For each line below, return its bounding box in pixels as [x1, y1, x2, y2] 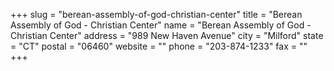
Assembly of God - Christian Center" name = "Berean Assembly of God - [10, 19, 312, 31]
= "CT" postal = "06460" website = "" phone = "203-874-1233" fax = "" [10, 40, 308, 52]
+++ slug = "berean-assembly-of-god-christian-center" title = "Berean [10, 9, 303, 20]
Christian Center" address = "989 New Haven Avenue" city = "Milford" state [10, 30, 324, 41]
